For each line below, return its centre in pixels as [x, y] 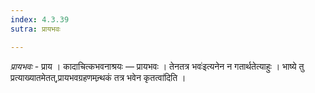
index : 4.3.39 [40, 19]
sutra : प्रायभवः [35, 29]
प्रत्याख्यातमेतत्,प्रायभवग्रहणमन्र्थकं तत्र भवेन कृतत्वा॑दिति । [98, 77]
